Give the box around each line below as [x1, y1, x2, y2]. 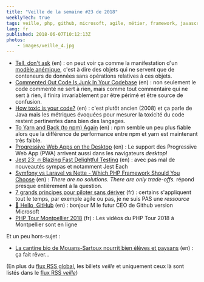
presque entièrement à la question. [15, 182, 103, 189]
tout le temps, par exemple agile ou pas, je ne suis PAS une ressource [15, 195, 190, 202]
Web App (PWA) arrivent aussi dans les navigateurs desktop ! [15, 149, 168, 156]
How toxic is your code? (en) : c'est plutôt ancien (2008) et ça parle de [15, 104, 192, 112]
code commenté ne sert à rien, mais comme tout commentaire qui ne [15, 85, 188, 92]
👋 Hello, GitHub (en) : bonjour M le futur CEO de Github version [15, 201, 173, 209]
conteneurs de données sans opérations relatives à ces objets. [15, 72, 172, 79]
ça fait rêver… [15, 250, 50, 258]
